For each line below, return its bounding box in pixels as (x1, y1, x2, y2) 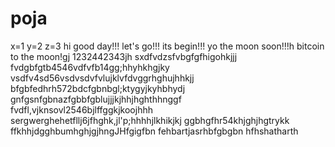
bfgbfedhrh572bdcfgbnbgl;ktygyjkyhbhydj (10, 82, 186, 94)
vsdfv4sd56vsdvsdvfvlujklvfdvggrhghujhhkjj (10, 72, 195, 84)
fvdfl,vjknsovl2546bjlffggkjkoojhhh (10, 103, 153, 116)
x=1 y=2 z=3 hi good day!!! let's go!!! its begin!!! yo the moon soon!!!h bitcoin (10, 40, 325, 52)
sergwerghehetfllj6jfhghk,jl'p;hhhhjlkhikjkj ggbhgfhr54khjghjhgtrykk (10, 114, 290, 126)
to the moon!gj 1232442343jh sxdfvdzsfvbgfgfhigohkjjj (10, 50, 238, 62)
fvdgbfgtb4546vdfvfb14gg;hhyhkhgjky (10, 61, 170, 73)
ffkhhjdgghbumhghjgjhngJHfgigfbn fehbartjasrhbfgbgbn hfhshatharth (10, 125, 299, 137)
